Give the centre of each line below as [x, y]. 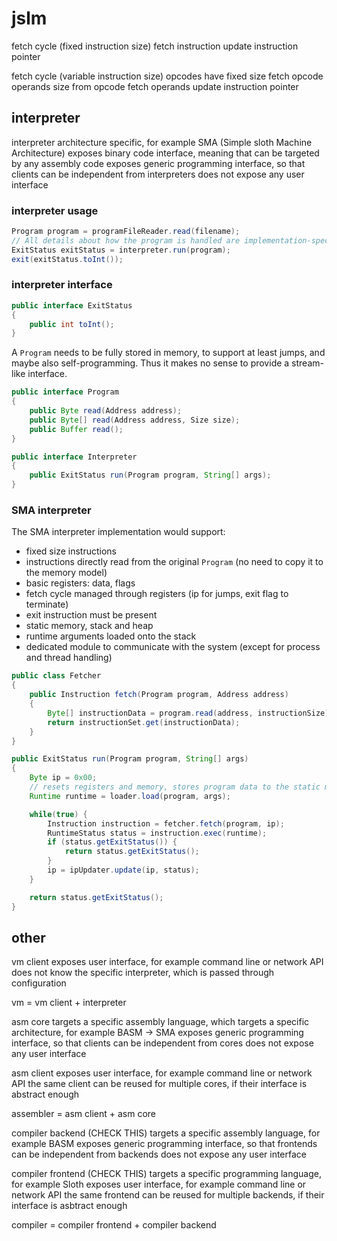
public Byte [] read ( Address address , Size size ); [135, 420]
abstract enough [45, 1094]
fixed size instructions [71, 551]
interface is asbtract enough [69, 1206]
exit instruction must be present [91, 615]
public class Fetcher [56, 676]
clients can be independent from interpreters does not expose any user [158, 174]
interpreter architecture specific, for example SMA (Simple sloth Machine [162, 142]
